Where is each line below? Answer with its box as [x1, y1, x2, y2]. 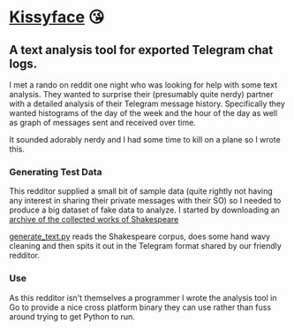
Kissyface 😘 [9, 7, 105, 27]
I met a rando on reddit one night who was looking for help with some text [9, 80, 278, 90]
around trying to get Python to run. [9, 311, 135, 321]
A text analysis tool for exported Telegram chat [9, 42, 274, 58]
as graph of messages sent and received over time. [9, 118, 196, 127]
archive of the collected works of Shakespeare [9, 214, 179, 225]
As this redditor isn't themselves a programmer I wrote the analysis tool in [9, 292, 277, 303]
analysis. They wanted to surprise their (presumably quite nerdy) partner [9, 89, 274, 99]
